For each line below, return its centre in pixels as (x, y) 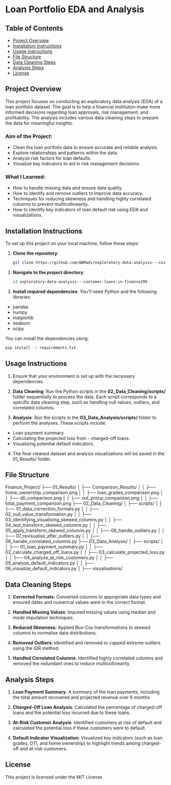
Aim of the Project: (29, 136)
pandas (21, 307)
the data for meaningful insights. (39, 123)
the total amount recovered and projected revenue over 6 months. (82, 697)
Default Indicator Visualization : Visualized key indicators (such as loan (88, 738)
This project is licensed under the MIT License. (54, 777)
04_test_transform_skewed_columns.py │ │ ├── (56, 525)
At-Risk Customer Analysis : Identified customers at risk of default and (87, 723)
